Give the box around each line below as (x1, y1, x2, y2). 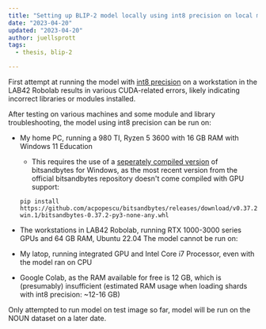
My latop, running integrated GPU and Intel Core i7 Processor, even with (19, 249, 255, 258)
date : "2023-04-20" (8, 19, 73, 27)
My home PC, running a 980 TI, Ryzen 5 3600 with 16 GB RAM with (19, 133, 239, 143)
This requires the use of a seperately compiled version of (31, 157, 218, 166)
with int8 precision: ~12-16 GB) (19, 290, 120, 299)
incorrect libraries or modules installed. (8, 94, 136, 103)
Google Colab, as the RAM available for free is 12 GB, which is (19, 273, 222, 282)
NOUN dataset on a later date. (8, 314, 107, 323)
